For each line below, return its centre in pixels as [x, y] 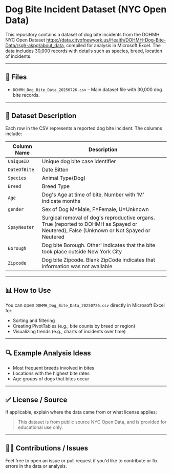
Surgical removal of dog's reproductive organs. [98, 218]
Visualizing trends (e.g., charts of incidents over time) [69, 332]
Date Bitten [55, 169]
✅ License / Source [36, 400]
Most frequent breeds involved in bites [53, 368]
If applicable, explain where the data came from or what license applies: [81, 412]
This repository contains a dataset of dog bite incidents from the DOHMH [82, 34]
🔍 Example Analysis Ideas [48, 353]
